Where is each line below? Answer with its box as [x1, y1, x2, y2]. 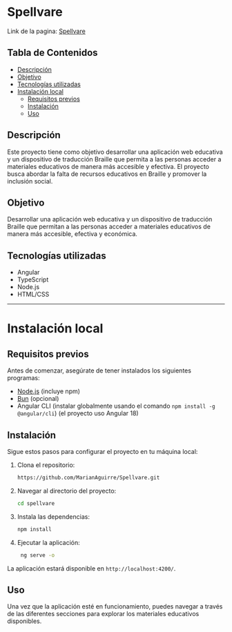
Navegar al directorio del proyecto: [17, 486, 117, 495]
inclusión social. [7, 177, 53, 185]
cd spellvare [17, 500, 55, 507]
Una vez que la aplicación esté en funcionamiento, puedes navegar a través [7, 602, 223, 611]
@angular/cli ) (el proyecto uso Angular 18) [17, 409, 139, 417]
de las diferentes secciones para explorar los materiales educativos [7, 610, 200, 618]
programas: [7, 374, 40, 382]
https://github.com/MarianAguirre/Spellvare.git [17, 474, 160, 481]
